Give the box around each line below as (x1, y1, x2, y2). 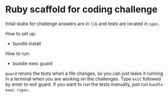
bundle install (12, 40, 41, 47)
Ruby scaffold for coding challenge (5, 4, 158, 15)
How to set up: (5, 30, 36, 36)
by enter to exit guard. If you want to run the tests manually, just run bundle (5, 81, 163, 87)
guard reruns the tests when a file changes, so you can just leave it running (5, 70, 163, 76)
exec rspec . (5, 86, 30, 93)
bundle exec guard (12, 60, 53, 66)
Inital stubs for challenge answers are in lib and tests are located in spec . (5, 21, 160, 27)
